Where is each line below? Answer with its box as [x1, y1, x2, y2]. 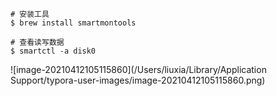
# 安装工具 [10, 9, 50, 19]
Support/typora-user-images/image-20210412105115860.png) [10, 74, 266, 86]
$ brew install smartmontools [10, 18, 137, 28]
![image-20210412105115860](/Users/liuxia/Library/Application [10, 64, 267, 75]
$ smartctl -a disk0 [10, 46, 97, 56]
